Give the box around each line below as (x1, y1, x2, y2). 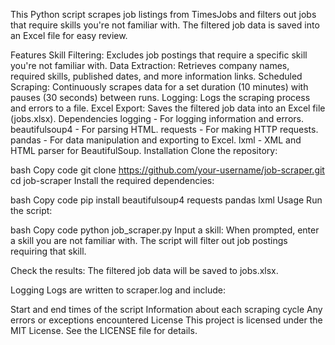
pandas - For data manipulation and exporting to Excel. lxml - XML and (10, 134, 302, 146)
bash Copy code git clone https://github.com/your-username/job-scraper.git (10, 164, 325, 176)
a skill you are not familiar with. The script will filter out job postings (10, 235, 288, 246)
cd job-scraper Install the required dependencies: (10, 175, 215, 186)
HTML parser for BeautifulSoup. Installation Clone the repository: (10, 145, 278, 156)
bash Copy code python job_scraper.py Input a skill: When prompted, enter (10, 224, 320, 236)
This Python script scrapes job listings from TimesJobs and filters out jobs (10, 9, 317, 20)
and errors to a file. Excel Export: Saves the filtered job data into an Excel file (10, 102, 326, 114)
